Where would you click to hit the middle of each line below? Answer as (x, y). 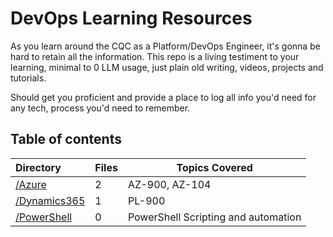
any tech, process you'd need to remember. (100, 108)
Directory (38, 167)
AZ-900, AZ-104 (169, 184)
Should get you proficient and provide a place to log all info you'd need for (163, 97)
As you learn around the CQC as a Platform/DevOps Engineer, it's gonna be (165, 46)
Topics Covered (214, 167)
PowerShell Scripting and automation (214, 217)
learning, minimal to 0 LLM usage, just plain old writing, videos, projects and (167, 67)
